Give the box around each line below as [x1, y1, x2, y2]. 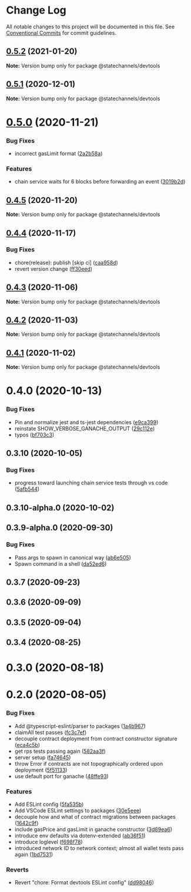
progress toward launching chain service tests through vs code [14, 479, 168, 487]
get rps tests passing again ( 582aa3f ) [14, 747, 106, 755]
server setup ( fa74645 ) [14, 753, 71, 761]
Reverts [6, 865, 29, 874]
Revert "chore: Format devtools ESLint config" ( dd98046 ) [14, 879, 155, 886]
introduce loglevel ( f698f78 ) [14, 838, 83, 845]
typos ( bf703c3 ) [14, 431, 55, 438]
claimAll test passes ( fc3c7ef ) [14, 729, 87, 736]
